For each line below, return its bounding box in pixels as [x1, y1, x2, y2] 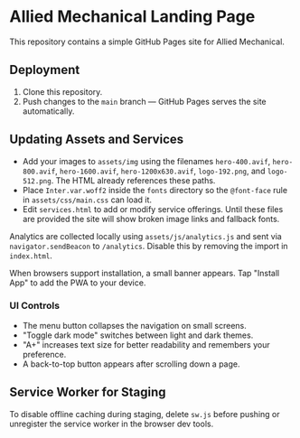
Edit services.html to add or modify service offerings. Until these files [22, 203, 284, 214]
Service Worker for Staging [9, 385, 166, 400]
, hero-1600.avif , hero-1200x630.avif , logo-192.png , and [55, 165, 266, 176]
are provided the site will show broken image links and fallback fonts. [22, 213, 280, 224]
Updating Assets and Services [9, 132, 184, 147]
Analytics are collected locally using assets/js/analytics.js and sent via [9, 230, 282, 241]
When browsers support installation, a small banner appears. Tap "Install [9, 267, 280, 278]
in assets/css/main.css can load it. [22, 194, 152, 205]
